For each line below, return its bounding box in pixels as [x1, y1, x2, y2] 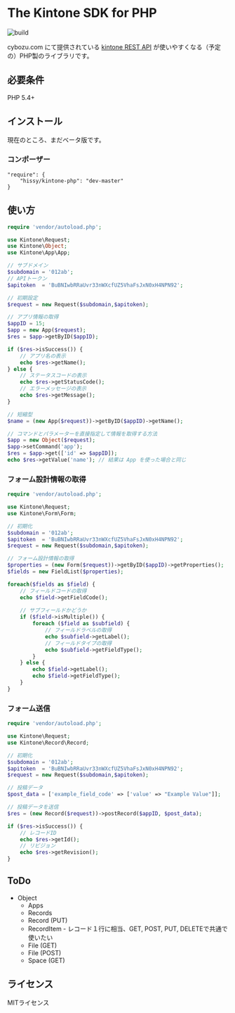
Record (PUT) [27, 916, 68, 924]
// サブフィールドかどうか [20, 607, 87, 614]
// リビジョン [20, 843, 56, 850]
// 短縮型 [7, 410, 33, 418]
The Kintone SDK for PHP [7, 5, 157, 21]
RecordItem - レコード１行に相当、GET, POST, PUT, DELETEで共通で [27, 924, 228, 933]
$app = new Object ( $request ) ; [7, 436, 96, 444]
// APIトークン [7, 275, 48, 282]
